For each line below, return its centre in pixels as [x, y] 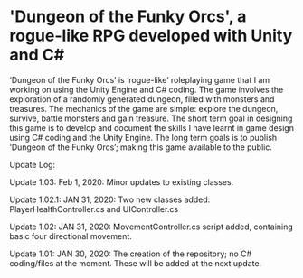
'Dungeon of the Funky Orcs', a [128, 17]
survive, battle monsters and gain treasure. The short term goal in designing [151, 118]
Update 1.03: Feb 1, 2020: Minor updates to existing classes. [122, 181]
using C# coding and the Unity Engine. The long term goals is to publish [143, 137]
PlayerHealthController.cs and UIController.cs [94, 208]
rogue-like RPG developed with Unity [151, 36]
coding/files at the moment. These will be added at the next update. [136, 263]
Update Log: [33, 164]
